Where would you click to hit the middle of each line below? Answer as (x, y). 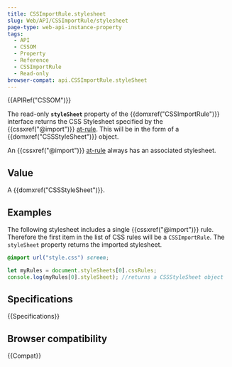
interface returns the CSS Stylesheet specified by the (85, 122)
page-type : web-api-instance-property (65, 27)
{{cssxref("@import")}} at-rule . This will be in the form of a (93, 129)
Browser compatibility (57, 339)
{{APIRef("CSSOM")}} (39, 100)
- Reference (32, 60)
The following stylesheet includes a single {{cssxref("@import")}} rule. (111, 229)
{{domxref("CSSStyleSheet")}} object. (63, 137)
